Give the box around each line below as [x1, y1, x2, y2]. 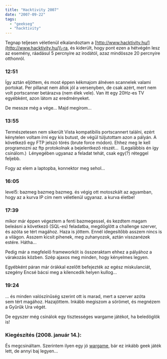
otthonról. [5, 55, 25, 61]
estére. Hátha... [5, 239, 37, 245]
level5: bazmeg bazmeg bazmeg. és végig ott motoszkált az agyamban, [5, 189, 153, 195]
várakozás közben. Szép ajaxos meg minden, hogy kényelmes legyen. [5, 254, 149, 260]
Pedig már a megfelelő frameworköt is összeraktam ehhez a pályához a [5, 249, 152, 255]
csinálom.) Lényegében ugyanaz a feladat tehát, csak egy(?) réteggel [5, 150, 149, 156]
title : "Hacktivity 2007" [5, 7, 59, 12]
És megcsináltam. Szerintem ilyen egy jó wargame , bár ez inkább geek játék [5, 342, 162, 348]
